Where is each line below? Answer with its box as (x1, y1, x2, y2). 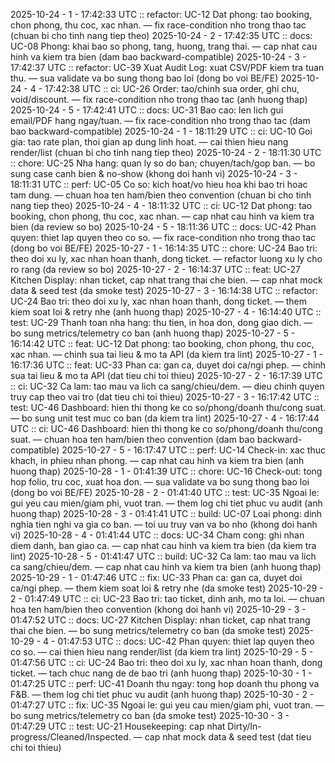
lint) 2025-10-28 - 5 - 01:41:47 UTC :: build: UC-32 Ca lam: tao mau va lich (10, 550, 317, 562)
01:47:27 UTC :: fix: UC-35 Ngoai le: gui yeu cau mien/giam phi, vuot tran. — (10, 699, 325, 711)
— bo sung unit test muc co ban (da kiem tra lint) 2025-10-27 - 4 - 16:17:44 (10, 412, 320, 424)
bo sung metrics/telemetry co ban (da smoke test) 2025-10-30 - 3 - (10, 710, 290, 721)
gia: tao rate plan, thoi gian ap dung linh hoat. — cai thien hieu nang (10, 136, 289, 148)
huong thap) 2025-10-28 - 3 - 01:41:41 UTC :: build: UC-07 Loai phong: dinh (10, 508, 323, 519)
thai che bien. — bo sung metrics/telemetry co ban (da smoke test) (10, 625, 287, 636)
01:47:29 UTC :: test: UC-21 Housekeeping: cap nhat (10, 720, 226, 732)
